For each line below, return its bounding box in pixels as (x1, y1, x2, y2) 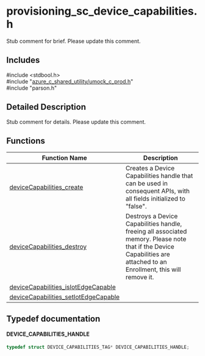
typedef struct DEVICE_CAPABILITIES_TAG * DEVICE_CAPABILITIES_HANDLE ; (6, 344, 190, 350)
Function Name (41, 154, 87, 162)
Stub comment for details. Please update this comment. (6, 118, 146, 126)
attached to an (125, 258, 167, 266)
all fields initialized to (125, 194, 185, 203)
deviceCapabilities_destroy (9, 243, 87, 251)
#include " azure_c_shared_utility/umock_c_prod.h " (6, 77, 134, 85)
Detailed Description (6, 102, 87, 112)
